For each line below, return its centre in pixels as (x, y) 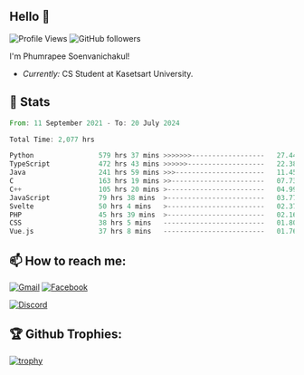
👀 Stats (30, 102)
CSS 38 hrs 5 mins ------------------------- (137, 223)
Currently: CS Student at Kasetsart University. (108, 73)
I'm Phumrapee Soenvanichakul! (70, 56)
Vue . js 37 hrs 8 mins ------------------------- (137, 232)
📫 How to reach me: (68, 260)
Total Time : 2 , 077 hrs (52, 139)
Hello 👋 (30, 17)
